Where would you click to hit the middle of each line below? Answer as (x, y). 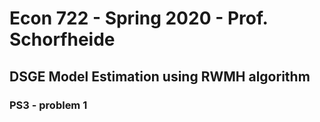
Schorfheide (62, 39)
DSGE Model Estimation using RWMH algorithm (160, 76)
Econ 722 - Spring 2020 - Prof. (138, 18)
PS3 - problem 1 (48, 105)
